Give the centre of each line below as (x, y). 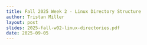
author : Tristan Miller (35, 17)
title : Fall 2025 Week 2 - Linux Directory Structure (74, 11)
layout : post (22, 22)
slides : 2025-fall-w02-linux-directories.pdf (63, 28)
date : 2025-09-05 (27, 33)
